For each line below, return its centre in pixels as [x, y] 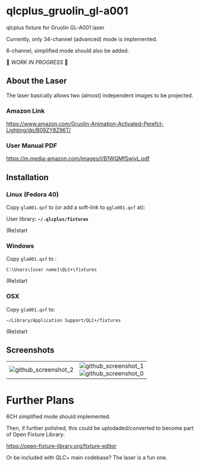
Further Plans [40, 400]
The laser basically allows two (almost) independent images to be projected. [100, 95]
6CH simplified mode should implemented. [59, 416]
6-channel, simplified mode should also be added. [68, 50]
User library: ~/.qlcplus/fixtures [48, 219]
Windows [20, 246]
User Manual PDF [32, 146]
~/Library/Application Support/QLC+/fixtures [63, 320]
